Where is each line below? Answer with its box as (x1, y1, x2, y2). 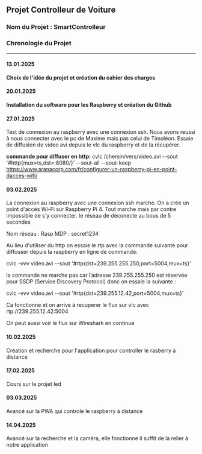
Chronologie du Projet (6, 39, 72, 48)
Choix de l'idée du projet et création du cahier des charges (6, 74, 156, 81)
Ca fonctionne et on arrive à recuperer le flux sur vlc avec (6, 301, 149, 309)
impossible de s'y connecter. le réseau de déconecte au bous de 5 (6, 212, 171, 219)
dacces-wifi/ (6, 172, 38, 180)
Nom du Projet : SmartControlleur (6, 23, 106, 31)
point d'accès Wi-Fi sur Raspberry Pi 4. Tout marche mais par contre (6, 206, 177, 213)
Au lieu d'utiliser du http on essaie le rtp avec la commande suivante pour (6, 242, 188, 249)
